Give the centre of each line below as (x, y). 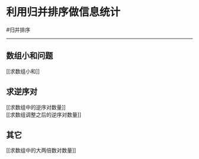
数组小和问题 (30, 56)
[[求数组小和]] (23, 71)
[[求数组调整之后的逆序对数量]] (44, 115)
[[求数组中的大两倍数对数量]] (41, 150)
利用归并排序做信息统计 (63, 12)
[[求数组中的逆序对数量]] (36, 107)
